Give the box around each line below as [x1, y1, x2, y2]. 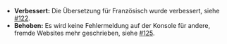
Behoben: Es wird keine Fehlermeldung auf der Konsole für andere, [13, 22, 211, 29]
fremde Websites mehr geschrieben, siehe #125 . [13, 29, 155, 37]
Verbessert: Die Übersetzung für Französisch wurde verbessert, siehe [13, 7, 220, 15]
